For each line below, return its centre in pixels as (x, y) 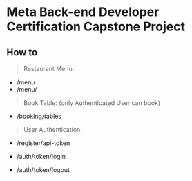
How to (22, 52)
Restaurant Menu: (49, 69)
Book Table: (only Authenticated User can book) (92, 103)
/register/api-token (43, 143)
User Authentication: (52, 130)
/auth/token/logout (43, 170)
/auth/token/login (41, 156)
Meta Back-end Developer (83, 12)
